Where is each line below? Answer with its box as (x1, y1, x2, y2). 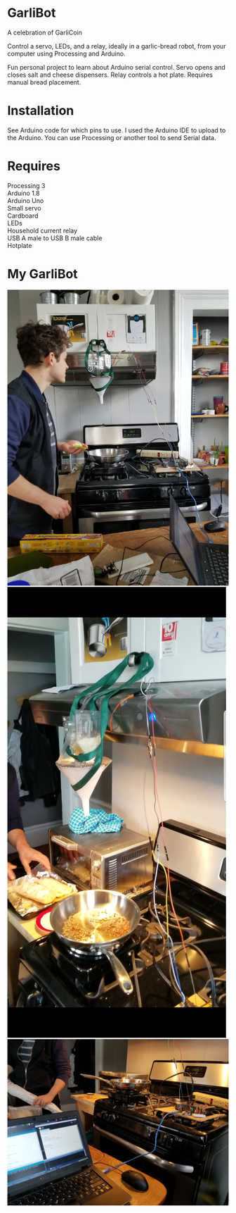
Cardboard (7, 211, 39, 220)
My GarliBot (7, 266, 79, 282)
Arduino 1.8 (7, 189, 40, 197)
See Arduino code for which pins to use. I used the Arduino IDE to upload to (7, 125, 226, 135)
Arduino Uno (7, 196, 44, 205)
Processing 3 (7, 181, 46, 189)
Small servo (7, 204, 41, 212)
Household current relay (7, 226, 78, 235)
